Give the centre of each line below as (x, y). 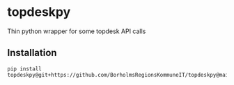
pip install (24, 69)
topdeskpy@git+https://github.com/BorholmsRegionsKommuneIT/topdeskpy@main (119, 75)
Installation (32, 53)
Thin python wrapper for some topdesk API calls (77, 31)
